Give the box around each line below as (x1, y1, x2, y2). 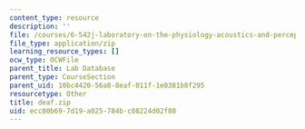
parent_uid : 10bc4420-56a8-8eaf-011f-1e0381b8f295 (9, 81, 205, 90)
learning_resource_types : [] (9, 47, 120, 56)
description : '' (9, 22, 71, 31)
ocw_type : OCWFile (9, 55, 79, 64)
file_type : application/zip (9, 38, 116, 48)
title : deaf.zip (9, 97, 71, 107)
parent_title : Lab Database (9, 64, 116, 74)
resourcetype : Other (9, 89, 88, 98)
